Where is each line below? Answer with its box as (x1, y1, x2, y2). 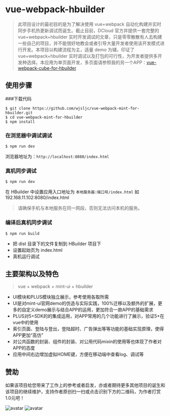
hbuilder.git (5, 110, 33, 115)
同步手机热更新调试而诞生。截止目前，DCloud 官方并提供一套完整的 (17, 27, 159, 34)
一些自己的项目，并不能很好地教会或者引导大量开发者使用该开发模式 (17, 40, 160, 46)
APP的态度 (12, 345, 36, 351)
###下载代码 (5, 95, 32, 101)
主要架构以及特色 (5, 270, 59, 278)
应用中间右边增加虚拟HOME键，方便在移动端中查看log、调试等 (12, 351, 144, 357)
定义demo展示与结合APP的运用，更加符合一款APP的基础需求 (26, 307, 154, 313)
